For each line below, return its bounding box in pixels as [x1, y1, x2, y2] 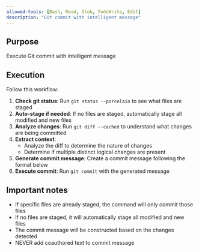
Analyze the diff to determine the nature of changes [23, 142, 152, 149]
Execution [6, 70, 45, 80]
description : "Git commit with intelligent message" [6, 14, 141, 20]
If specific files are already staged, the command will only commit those [14, 200, 194, 208]
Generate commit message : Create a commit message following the [14, 155, 185, 162]
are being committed [14, 130, 67, 137]
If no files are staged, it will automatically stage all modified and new [14, 214, 185, 221]
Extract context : [14, 136, 57, 143]
